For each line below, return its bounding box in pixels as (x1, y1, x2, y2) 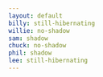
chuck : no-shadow (8, 42, 67, 50)
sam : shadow (8, 34, 48, 43)
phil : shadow (8, 49, 52, 57)
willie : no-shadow (8, 26, 70, 34)
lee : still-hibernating (8, 57, 89, 65)
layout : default (8, 11, 63, 20)
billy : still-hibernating (8, 19, 95, 27)
